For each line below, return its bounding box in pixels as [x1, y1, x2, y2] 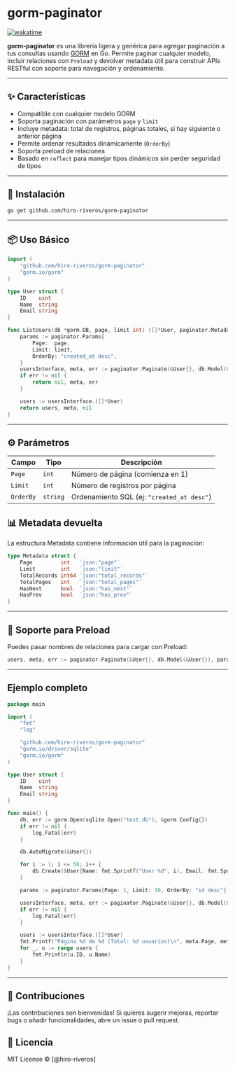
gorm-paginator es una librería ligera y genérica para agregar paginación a [7, 41, 225, 50]
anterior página [17, 132, 62, 140]
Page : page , [32, 340, 71, 347]
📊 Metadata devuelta [7, 517, 104, 529]
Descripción [120, 457, 162, 467]
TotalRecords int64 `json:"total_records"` [20, 572, 149, 579]
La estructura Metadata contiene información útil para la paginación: [7, 539, 205, 548]
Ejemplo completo [7, 682, 88, 694]
